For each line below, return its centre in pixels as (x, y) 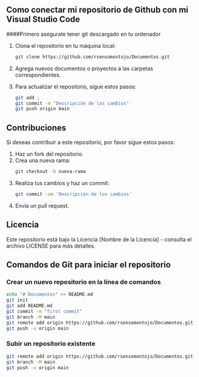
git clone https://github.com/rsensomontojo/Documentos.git (92, 57)
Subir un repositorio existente (51, 344)
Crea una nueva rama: (43, 160)
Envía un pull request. (42, 206)
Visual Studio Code (43, 20)
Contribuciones (36, 127)
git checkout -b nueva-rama (50, 172)
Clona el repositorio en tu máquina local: (65, 45)
